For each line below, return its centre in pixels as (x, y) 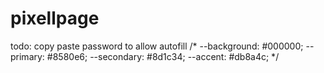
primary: (27, 56)
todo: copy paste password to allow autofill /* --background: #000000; (157, 46)
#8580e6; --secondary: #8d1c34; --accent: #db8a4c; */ (163, 56)
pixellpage (55, 18)
